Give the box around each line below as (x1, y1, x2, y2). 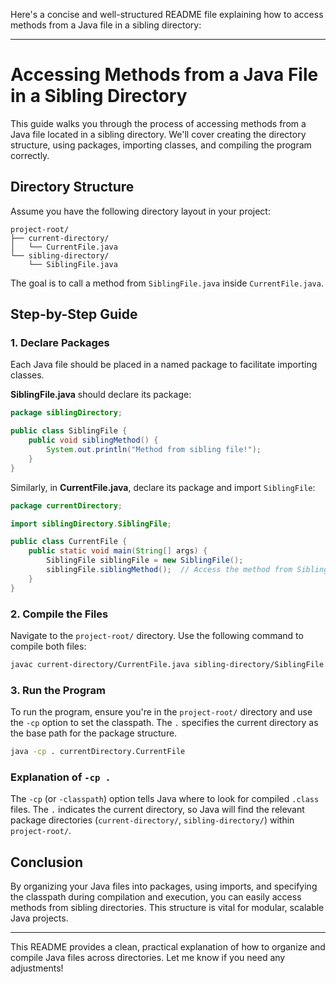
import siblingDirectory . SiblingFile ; (10, 519, 172, 529)
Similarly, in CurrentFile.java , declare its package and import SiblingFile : (10, 481, 316, 493)
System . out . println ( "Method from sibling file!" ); (46, 445, 262, 455)
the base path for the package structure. (10, 727, 178, 739)
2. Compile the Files (10, 607, 109, 621)
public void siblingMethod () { (28, 435, 159, 446)
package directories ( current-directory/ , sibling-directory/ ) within (10, 814, 295, 826)
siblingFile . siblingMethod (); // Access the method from (46, 565, 293, 575)
